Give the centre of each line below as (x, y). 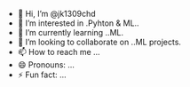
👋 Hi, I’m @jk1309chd (56, 14)
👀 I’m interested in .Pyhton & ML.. (78, 23)
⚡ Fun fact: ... (42, 75)
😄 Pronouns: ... (46, 65)
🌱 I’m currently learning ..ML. (71, 32)
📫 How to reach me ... (59, 52)
